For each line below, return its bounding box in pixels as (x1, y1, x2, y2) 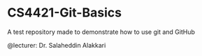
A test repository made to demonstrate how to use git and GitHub (7, 28, 196, 36)
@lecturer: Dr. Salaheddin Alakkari (7, 41, 106, 49)
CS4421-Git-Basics (7, 5, 122, 21)
